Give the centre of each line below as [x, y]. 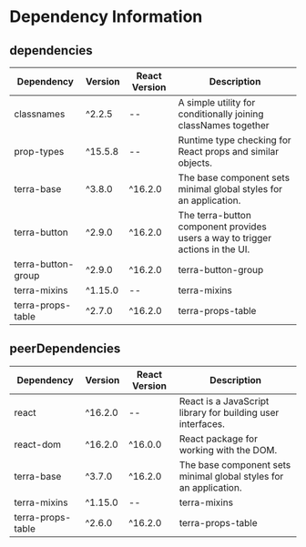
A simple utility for [217, 102]
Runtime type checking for [235, 140]
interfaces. [202, 423]
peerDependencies [65, 349]
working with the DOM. [228, 450]
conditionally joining [221, 114]
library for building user [229, 412]
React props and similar [229, 152]
